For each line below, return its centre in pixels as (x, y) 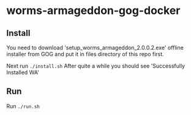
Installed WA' (23, 72)
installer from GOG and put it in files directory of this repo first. (85, 54)
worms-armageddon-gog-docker (93, 11)
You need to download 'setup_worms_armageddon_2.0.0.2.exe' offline (95, 47)
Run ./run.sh (23, 106)
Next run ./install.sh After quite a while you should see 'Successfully (96, 66)
